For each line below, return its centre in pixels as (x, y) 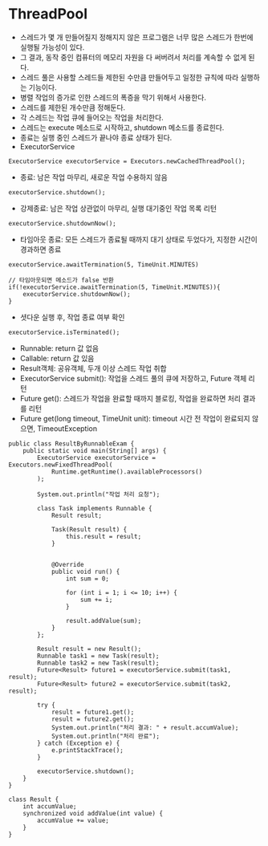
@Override (67, 564)
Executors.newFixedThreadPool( (61, 465)
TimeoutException (67, 428)
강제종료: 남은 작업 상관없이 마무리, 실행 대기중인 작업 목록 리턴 (118, 208)
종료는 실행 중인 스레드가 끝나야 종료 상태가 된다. (96, 137)
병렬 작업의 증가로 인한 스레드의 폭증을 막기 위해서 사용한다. (113, 97)
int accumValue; (50, 806)
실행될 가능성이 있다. (52, 47)
